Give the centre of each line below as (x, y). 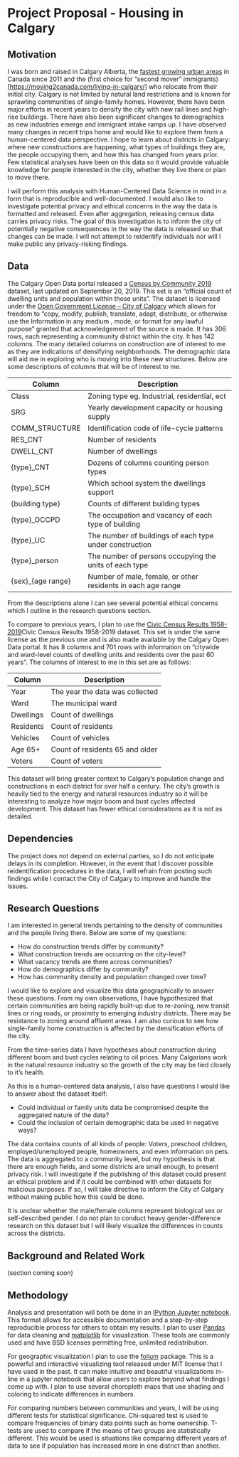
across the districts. (36, 1233)
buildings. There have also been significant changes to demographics (122, 117)
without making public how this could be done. (76, 1197)
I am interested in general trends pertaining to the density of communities (115, 925)
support (101, 492)
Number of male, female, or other (143, 576)
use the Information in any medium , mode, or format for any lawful (106, 321)
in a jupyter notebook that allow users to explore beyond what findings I (124, 1379)
